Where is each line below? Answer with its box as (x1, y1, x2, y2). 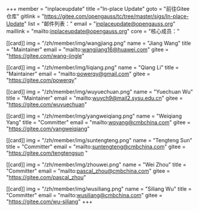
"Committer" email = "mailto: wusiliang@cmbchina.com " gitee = (6, 192, 163, 198)
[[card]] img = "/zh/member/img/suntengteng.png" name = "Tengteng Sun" (6, 137, 192, 143)
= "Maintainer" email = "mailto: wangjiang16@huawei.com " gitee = (6, 46, 169, 53)
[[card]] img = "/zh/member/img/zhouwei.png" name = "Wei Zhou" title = (6, 161, 187, 168)
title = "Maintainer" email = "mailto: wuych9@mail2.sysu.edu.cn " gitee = (6, 94, 183, 102)
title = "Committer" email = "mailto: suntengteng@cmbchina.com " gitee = (6, 143, 186, 150)
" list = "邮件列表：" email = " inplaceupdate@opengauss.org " (23, 20, 176, 27)
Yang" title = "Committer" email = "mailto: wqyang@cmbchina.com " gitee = (6, 119, 191, 126)
